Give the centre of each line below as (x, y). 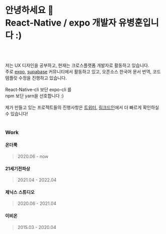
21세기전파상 (18, 168)
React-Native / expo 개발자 (61, 23)
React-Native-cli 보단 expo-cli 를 (38, 89)
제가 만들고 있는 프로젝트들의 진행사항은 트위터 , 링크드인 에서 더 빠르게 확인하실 (82, 107)
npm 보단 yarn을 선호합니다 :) (35, 95)
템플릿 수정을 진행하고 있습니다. (36, 78)
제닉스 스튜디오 (20, 192)
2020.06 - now (33, 157)
